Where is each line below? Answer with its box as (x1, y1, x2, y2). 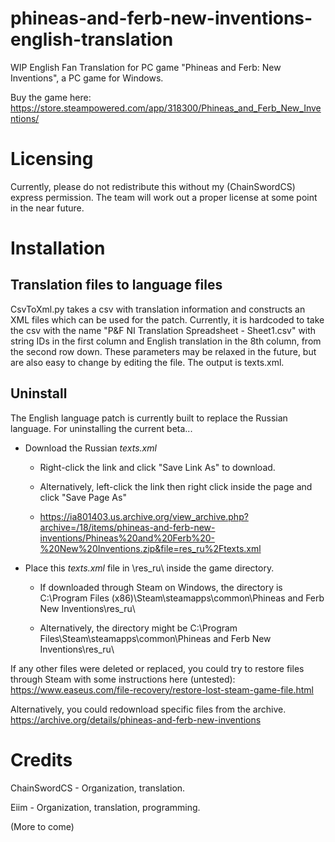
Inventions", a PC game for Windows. (10, 72, 164, 84)
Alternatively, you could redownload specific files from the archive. (10, 703, 287, 715)
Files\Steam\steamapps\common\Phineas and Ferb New (39, 632, 272, 644)
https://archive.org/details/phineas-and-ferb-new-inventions (10, 713, 262, 726)
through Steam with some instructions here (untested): (10, 673, 236, 685)
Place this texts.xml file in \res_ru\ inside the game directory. (24, 562, 275, 574)
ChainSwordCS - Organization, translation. (10, 782, 186, 794)
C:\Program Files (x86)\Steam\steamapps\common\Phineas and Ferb (39, 592, 325, 604)
